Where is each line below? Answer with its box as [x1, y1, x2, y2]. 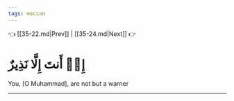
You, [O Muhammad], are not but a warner [8, 79, 129, 87]
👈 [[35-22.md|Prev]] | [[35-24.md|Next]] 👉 [8, 29, 136, 38]
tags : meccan [8, 10, 46, 17]
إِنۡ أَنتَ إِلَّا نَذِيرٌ [8, 56, 85, 72]
